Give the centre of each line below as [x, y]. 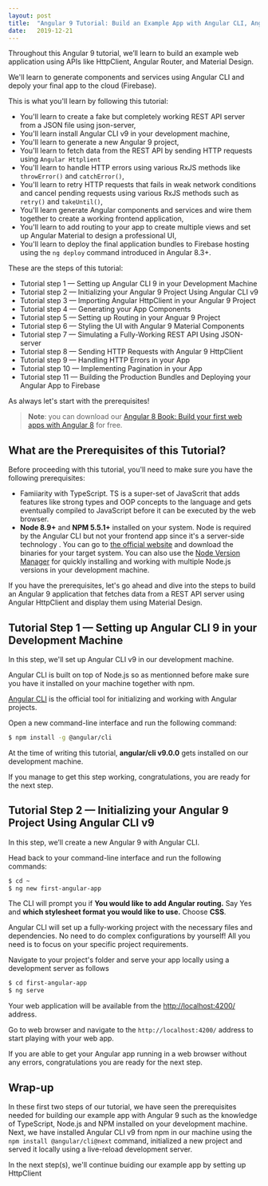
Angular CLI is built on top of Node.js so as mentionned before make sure [129, 675]
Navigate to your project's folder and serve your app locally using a [119, 960]
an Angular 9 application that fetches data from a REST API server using [126, 594]
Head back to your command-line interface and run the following [115, 857]
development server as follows [59, 968]
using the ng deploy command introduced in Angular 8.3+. [115, 253]
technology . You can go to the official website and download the [126, 545]
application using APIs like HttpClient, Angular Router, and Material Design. [131, 62]
